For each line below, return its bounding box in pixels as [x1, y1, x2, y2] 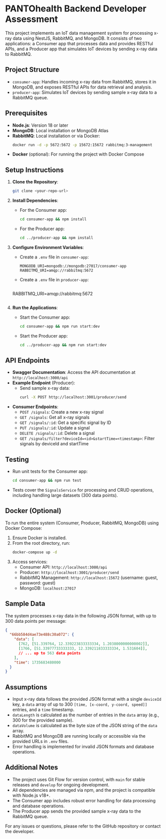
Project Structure [5, 66, 59, 74]
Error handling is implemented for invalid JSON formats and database [12, 744, 155, 750]
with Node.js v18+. [12, 792, 51, 798]
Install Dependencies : [12, 197, 58, 204]
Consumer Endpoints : [12, 404, 58, 410]
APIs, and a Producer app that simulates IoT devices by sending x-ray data [5, 46, 158, 52]
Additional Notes [5, 763, 58, 772]
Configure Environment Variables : [12, 244, 84, 250]
